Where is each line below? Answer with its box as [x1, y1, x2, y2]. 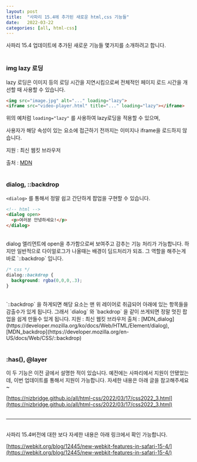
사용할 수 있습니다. [23, 86, 66, 93]
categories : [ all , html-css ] [6, 25, 77, 31]
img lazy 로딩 [6, 64, 43, 72]
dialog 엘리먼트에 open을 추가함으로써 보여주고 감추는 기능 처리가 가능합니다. [6, 240, 184, 247]
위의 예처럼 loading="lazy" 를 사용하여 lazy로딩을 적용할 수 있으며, [6, 114, 161, 122]
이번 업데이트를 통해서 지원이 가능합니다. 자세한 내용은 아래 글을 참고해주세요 [13, 376, 189, 383]
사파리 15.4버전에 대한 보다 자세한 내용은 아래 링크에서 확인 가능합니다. [6, 431, 168, 438]
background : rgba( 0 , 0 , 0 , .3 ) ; [11, 277, 83, 284]
